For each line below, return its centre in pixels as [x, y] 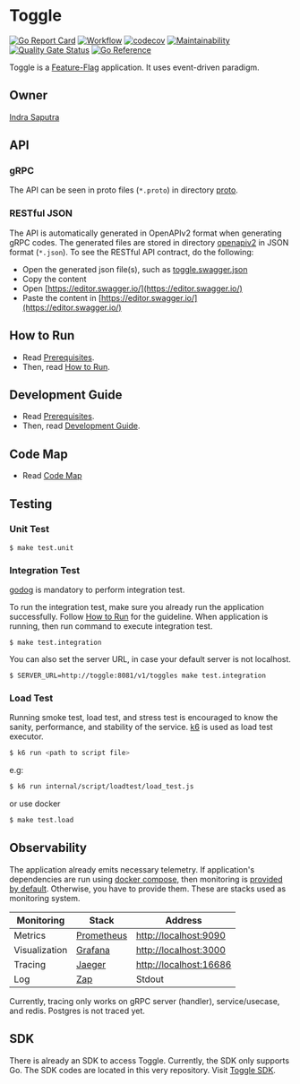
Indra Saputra [34, 116]
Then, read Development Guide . [81, 426]
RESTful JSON [41, 213]
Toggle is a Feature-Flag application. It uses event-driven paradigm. [134, 67]
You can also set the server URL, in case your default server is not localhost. [150, 659]
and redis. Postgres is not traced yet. [77, 1011]
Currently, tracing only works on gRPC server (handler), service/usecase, [145, 1001]
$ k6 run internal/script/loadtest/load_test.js [102, 787]
